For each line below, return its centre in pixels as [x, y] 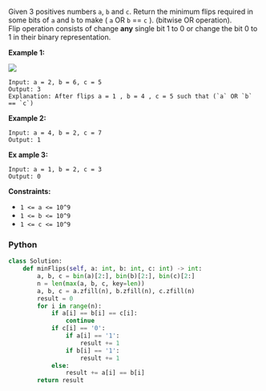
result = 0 [55, 298]
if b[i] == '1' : [93, 351]
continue [80, 321]
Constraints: [30, 191]
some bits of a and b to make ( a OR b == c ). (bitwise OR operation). [120, 20]
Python [23, 244]
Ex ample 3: [28, 155]
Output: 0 [25, 176]
